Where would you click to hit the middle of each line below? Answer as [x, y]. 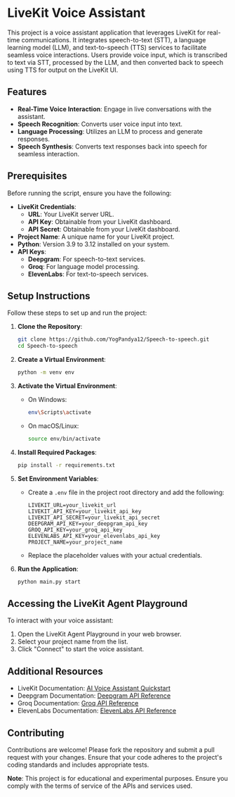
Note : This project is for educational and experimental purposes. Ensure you [117, 778]
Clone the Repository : [50, 327]
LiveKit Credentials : [47, 206]
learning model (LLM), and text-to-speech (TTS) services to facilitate [107, 47]
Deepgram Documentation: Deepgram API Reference [94, 696]
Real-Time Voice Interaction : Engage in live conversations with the [114, 109]
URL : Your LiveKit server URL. [71, 214]
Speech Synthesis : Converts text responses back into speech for [112, 146]
